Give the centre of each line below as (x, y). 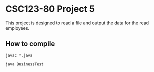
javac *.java (19, 55)
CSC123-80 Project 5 (50, 9)
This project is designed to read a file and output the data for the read (77, 23)
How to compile (30, 44)
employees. (17, 28)
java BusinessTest (24, 64)
